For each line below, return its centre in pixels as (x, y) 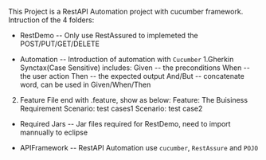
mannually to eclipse (54, 132)
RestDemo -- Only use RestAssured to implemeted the (109, 35)
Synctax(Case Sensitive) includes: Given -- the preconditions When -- (135, 68)
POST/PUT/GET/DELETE (59, 44)
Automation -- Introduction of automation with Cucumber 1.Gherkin (127, 59)
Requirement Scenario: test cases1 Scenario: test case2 (111, 108)
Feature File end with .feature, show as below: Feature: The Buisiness (134, 100)
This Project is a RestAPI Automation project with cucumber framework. (126, 12)
